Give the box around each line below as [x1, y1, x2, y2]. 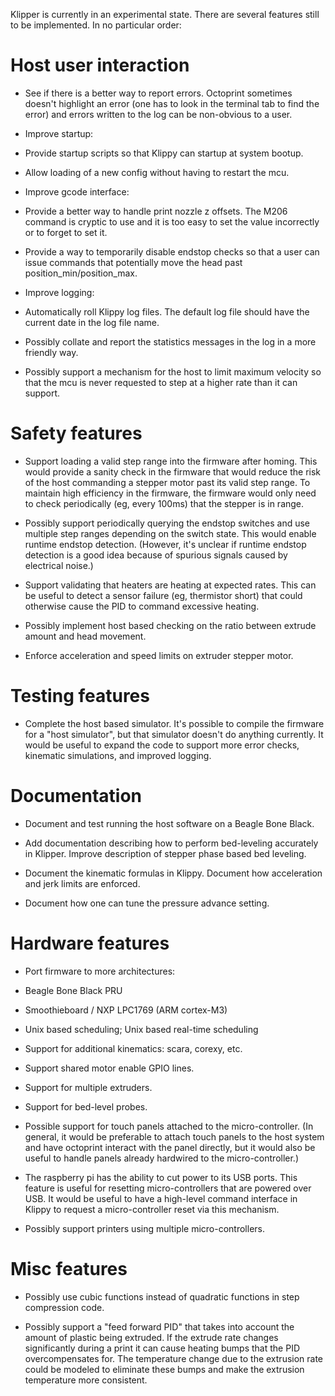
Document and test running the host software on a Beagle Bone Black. [24, 817, 315, 829]
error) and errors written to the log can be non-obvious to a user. [24, 108, 293, 120]
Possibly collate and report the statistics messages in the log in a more [24, 335, 317, 348]
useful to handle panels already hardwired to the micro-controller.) [24, 1152, 300, 1164]
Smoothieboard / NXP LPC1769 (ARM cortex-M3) [24, 1004, 228, 1016]
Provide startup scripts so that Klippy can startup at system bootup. [24, 147, 304, 159]
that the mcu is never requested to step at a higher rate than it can [24, 376, 298, 388]
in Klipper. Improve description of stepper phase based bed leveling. [24, 847, 307, 859]
